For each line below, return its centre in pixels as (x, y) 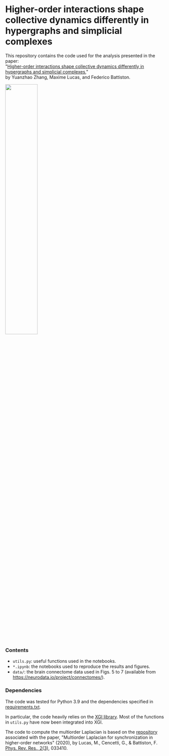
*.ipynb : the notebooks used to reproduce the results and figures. (81, 666)
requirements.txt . (23, 707)
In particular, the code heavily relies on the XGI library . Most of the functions (85, 717)
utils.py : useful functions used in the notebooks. (64, 661)
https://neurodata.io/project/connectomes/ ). (59, 678)
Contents (17, 650)
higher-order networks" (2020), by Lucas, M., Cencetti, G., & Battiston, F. (81, 742)
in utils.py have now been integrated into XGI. (54, 722)
